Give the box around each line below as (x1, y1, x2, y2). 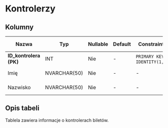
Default (113, 41, 131, 47)
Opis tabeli (5, 104, 39, 113)
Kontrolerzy (5, 3, 56, 14)
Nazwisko (7, 84, 31, 91)
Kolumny (5, 23, 34, 31)
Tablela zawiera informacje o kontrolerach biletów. (5, 117, 109, 123)
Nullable (88, 41, 108, 47)
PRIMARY (135, 54, 154, 59)
